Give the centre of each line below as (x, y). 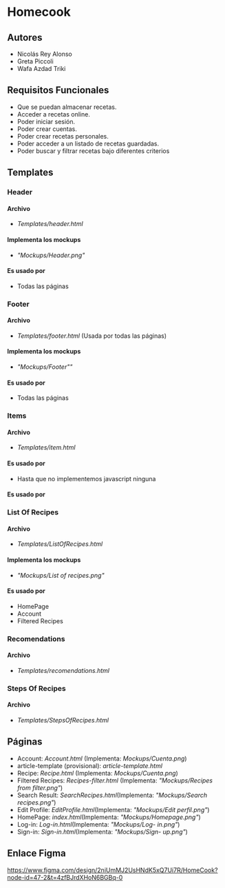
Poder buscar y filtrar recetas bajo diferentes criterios (93, 151)
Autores (25, 38)
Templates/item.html (46, 447)
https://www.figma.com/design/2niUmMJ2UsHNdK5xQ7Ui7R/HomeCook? (112, 870)
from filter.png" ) (40, 787)
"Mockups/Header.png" (51, 255)
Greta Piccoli (35, 61)
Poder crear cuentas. (47, 129)
